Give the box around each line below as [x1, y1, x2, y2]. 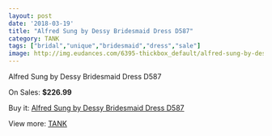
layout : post [8, 11, 53, 20]
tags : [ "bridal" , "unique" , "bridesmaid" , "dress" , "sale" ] [8, 42, 201, 50]
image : [8, 49, 31, 57]
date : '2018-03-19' [8, 19, 74, 28]
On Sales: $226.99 [8, 87, 72, 97]
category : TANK [8, 34, 60, 43]
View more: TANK [8, 119, 67, 128]
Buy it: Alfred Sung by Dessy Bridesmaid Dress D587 [8, 103, 185, 113]
